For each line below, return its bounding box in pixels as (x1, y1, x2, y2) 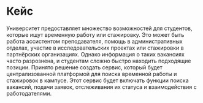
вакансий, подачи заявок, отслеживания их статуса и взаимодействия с (6, 83, 197, 90)
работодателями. (6, 90, 52, 97)
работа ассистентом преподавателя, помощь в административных (6, 37, 183, 45)
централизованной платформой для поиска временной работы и (6, 70, 177, 77)
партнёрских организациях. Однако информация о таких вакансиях (6, 50, 185, 58)
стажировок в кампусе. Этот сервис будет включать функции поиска (6, 77, 189, 84)
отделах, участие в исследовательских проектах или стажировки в (6, 44, 184, 51)
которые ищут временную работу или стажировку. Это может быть (6, 31, 185, 38)
